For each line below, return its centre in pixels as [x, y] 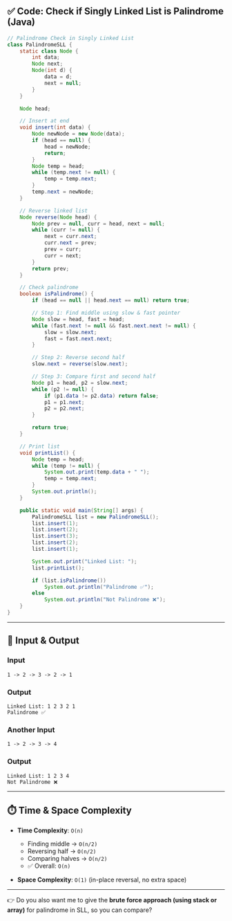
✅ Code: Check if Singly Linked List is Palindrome [116, 11]
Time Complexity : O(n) [50, 830]
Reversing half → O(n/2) [62, 851]
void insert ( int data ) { [55, 127]
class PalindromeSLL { [40, 44]
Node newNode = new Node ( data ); [79, 134]
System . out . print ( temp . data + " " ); [97, 472]
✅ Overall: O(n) [49, 866]
